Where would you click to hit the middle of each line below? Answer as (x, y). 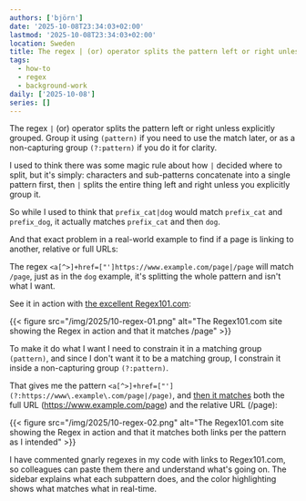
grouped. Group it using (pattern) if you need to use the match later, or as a (153, 138)
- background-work (53, 86)
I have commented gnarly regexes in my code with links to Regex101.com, (148, 460)
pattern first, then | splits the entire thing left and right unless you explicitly (150, 185)
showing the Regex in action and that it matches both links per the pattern (148, 433)
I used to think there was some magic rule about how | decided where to (146, 166)
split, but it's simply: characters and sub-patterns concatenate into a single (150, 175)
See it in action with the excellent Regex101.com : (100, 304)
